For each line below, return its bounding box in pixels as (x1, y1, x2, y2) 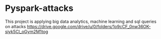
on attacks (5, 23, 26, 29)
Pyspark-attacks (5, 3, 73, 14)
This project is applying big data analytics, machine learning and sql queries (5, 19, 157, 24)
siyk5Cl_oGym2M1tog (5, 29, 48, 34)
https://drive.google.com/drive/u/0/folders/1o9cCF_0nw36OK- (27, 23, 151, 29)
